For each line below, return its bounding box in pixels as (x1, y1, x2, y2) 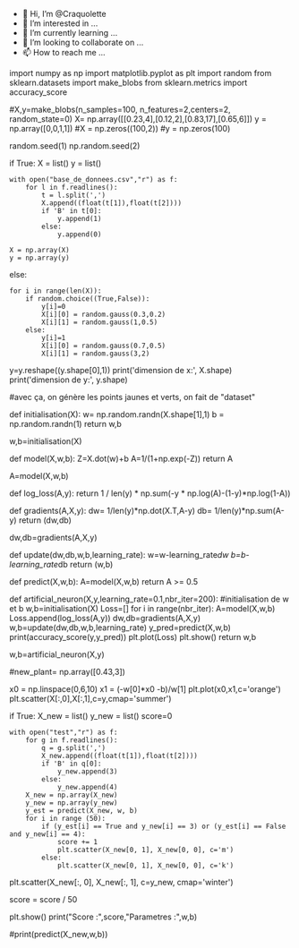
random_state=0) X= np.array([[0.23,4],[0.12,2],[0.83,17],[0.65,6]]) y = (9, 114, 267, 124)
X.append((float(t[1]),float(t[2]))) (41, 199, 182, 208)
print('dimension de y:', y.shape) (9, 374, 128, 385)
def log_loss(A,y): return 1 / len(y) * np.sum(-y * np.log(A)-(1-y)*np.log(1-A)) (9, 488, 291, 499)
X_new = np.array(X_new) (25, 790, 118, 799)
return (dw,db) (18, 515, 72, 525)
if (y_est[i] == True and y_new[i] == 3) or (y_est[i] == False (41, 822, 286, 831)
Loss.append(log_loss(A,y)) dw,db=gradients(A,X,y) (9, 613, 201, 623)
